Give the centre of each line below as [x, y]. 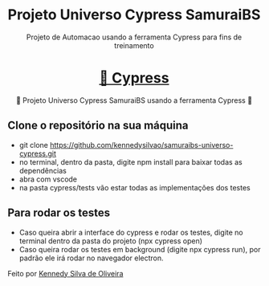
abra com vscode [48, 179]
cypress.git [38, 153]
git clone [34, 145]
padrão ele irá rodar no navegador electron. [91, 258]
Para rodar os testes [59, 213]
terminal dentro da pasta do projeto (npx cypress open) [110, 241]
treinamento [134, 45]
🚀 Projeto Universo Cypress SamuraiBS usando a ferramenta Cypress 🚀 [134, 100]
